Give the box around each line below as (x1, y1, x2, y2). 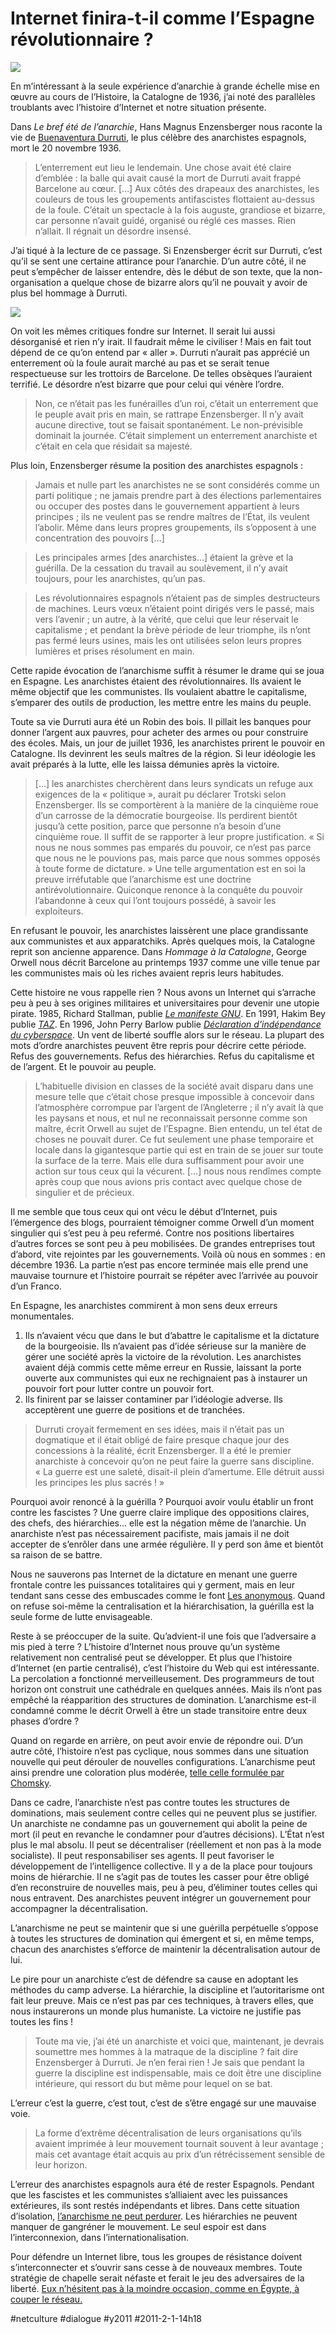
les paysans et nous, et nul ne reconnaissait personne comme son (34, 1112, 308, 1124)
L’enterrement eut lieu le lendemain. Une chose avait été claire (34, 161, 292, 173)
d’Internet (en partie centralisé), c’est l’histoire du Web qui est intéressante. (10, 1662, 320, 1674)
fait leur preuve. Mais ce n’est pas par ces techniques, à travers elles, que (10, 1994, 314, 2006)
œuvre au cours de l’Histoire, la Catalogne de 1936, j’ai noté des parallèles (10, 90, 316, 102)
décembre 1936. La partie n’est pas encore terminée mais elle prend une (10, 1258, 309, 1271)
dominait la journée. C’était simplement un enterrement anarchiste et (34, 429, 318, 441)
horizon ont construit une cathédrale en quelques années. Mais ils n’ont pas (10, 1683, 323, 1695)
